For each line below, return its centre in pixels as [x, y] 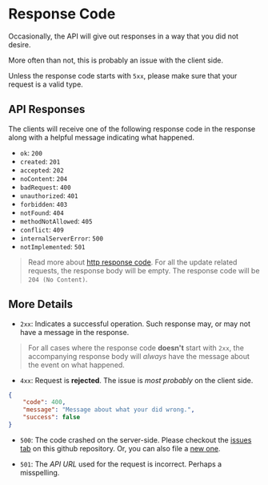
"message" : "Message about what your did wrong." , [109, 410]
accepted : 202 [42, 170]
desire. [20, 44]
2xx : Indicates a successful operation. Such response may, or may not [135, 323]
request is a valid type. [46, 84]
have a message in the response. [74, 332]
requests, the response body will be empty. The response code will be [144, 270]
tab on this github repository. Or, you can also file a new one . [120, 448]
